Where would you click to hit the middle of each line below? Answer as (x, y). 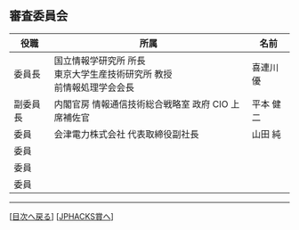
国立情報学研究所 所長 (100, 61)
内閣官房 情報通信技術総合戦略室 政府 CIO (141, 103)
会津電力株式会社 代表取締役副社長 (126, 134)
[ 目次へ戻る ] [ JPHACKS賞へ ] (61, 216)
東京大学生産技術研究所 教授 (113, 74)
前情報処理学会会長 (94, 87)
